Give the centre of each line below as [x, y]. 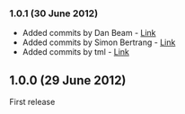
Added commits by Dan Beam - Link [89, 33]
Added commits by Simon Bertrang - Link [99, 42]
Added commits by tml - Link [76, 52]
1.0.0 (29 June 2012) [68, 80]
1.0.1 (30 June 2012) [54, 13]
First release [32, 102]
